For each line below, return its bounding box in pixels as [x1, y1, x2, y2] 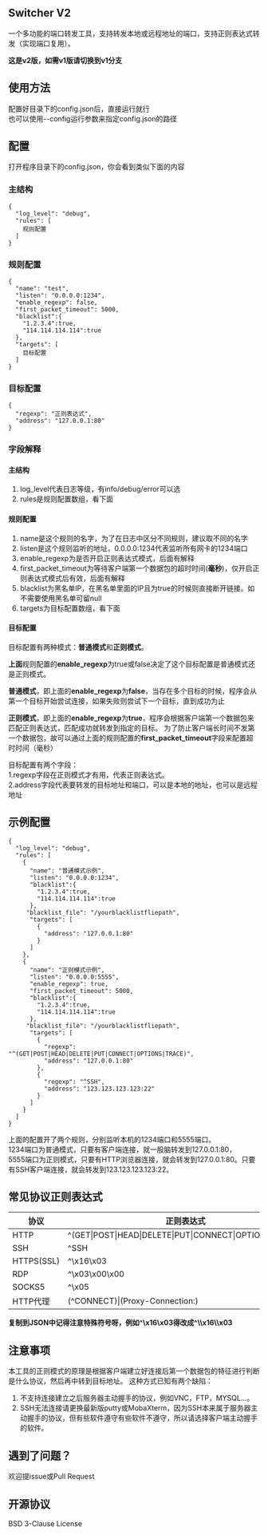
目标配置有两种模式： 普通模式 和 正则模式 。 [8, 642, 148, 651]
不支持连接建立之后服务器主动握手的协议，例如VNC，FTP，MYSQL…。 [19, 1393, 254, 1403]
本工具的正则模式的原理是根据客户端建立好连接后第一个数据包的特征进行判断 [8, 1367, 260, 1376]
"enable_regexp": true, [29, 979, 109, 988]
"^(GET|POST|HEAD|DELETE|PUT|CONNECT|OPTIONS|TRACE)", [8, 1050, 195, 1058]
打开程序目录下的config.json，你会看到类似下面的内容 [8, 162, 185, 172]
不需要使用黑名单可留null [19, 593, 102, 603]
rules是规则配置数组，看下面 [19, 494, 114, 504]
